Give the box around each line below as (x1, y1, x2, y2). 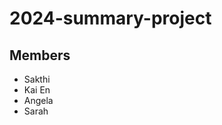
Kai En (23, 84, 51, 96)
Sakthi (23, 73, 51, 85)
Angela (23, 95, 54, 106)
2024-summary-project (9, 7, 212, 30)
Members (9, 47, 71, 64)
